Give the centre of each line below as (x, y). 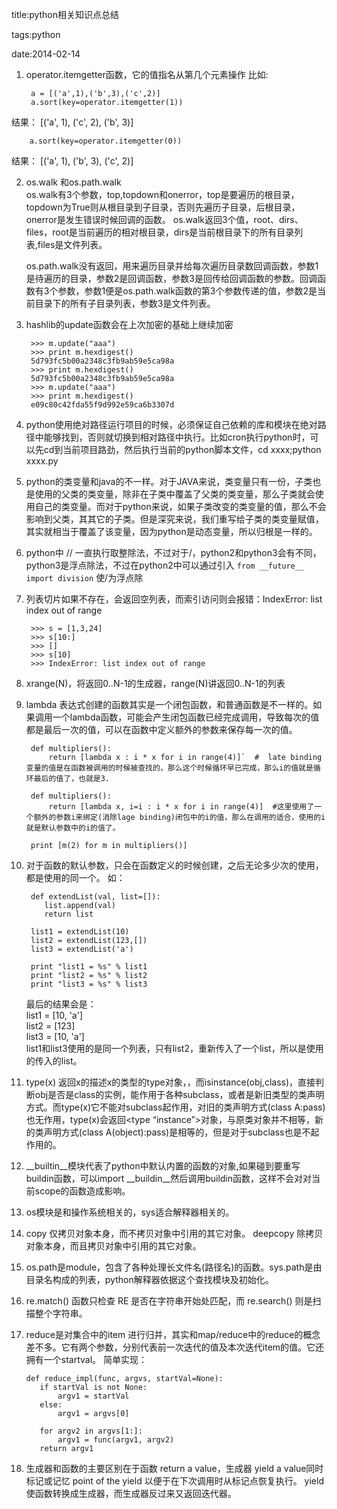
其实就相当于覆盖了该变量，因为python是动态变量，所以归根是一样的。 (171, 531)
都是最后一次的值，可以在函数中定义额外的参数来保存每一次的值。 (161, 729)
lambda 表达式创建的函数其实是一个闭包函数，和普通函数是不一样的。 (169, 704)
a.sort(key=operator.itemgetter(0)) (106, 141)
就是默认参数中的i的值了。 (73, 828)
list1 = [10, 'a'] (54, 1015)
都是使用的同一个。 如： (75, 877)
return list (69, 914)
